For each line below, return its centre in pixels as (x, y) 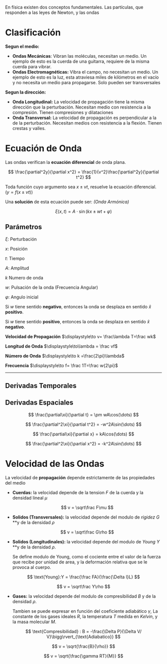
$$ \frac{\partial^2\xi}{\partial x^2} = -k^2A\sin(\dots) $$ (83, 443)
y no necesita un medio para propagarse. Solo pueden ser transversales (86, 82)
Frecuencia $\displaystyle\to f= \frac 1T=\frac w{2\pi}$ (62, 365)
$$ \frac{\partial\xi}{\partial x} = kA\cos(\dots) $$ (83, 434)
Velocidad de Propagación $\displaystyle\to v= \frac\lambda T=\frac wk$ (81, 336)
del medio (15, 483)
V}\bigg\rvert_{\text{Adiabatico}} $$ (83, 637)
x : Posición (16, 249)
